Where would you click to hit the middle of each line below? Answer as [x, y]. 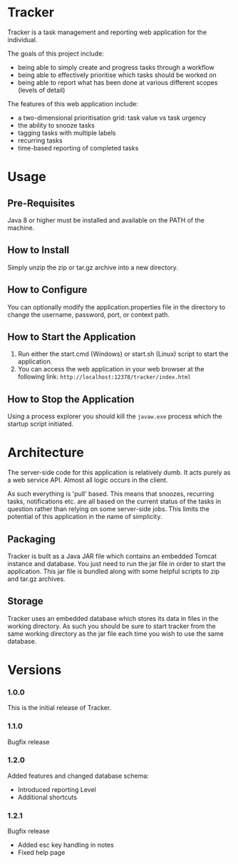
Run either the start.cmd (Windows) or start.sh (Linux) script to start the [123, 354]
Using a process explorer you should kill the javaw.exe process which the [115, 416]
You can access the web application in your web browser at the [111, 369]
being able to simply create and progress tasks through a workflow [116, 67]
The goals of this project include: [56, 53]
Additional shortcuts [47, 797]
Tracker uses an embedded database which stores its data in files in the [113, 618]
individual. [22, 39]
